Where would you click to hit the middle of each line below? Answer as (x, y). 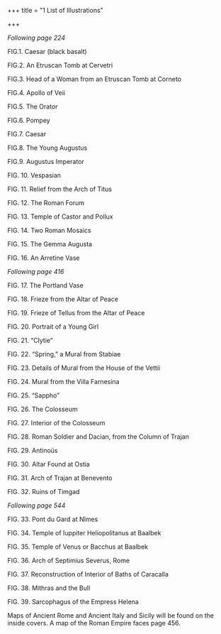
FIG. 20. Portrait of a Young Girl (53, 327)
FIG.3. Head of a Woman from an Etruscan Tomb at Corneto (95, 79)
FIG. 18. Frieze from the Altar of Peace (63, 299)
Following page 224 (36, 38)
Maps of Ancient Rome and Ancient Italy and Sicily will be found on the (111, 616)
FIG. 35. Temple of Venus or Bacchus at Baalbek (78, 547)
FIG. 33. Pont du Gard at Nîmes (53, 519)
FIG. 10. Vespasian (34, 175)
